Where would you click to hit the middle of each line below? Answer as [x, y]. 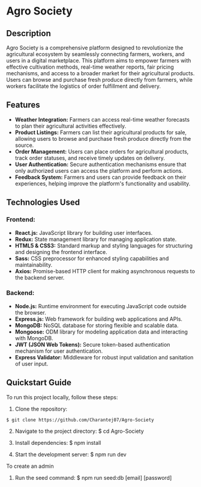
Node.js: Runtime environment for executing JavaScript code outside [101, 306]
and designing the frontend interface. [61, 252]
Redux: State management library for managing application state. [96, 239]
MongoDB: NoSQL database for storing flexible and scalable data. [97, 325]
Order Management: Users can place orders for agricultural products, [102, 151]
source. [24, 145]
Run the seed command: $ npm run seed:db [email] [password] [93, 477]
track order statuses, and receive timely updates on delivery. [90, 158]
